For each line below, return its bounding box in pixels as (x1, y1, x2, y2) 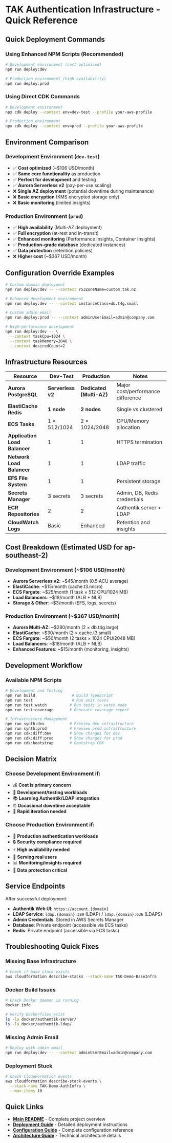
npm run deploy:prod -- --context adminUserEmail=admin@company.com (5, 315, 155, 320)
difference (116, 394, 142, 401)
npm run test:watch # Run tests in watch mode (5, 703, 127, 708)
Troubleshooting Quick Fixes (5, 942, 99, 951)
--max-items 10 (10, 1088, 42, 1093)
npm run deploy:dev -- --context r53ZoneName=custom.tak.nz (5, 287, 137, 292)
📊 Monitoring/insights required (12, 859, 82, 865)
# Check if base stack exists (5, 969, 70, 974)
